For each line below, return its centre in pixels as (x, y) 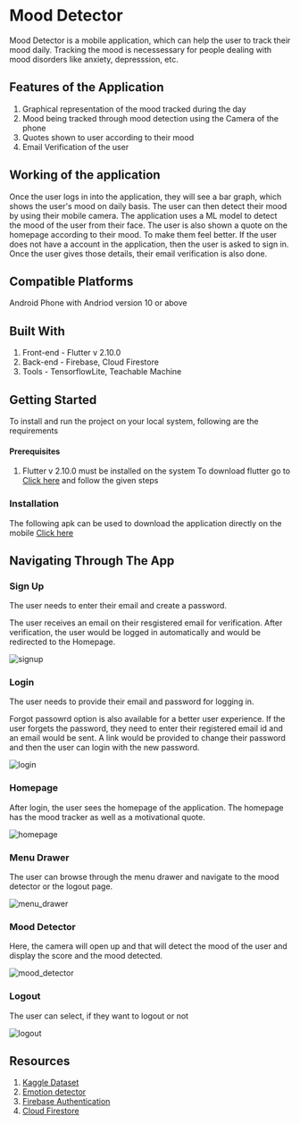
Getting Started (53, 400)
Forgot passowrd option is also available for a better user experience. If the (147, 719)
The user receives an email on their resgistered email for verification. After (146, 623)
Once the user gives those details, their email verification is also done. (138, 253)
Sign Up (27, 586)
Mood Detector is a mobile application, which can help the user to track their (150, 40)
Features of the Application (87, 87)
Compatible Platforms (71, 281)
